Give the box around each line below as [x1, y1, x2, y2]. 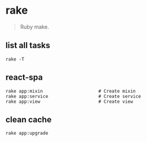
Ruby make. [20, 23, 49, 30]
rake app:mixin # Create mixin [5, 88, 136, 94]
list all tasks [5, 40, 51, 51]
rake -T [5, 56, 25, 62]
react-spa [5, 72, 43, 83]
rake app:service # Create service [5, 93, 142, 99]
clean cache [5, 114, 52, 125]
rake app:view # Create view [5, 99, 133, 105]
